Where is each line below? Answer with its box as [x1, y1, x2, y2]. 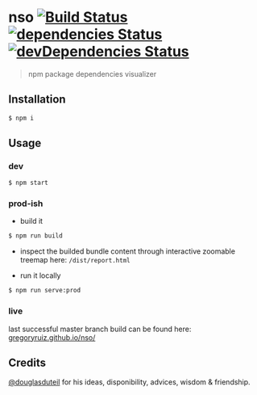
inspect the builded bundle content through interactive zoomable [19, 246, 236, 256]
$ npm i [8, 114, 35, 122]
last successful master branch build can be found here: [8, 324, 192, 334]
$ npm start [8, 179, 48, 187]
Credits [8, 355, 47, 369]
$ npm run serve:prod [8, 287, 81, 295]
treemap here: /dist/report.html [19, 255, 131, 265]
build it [19, 216, 43, 226]
